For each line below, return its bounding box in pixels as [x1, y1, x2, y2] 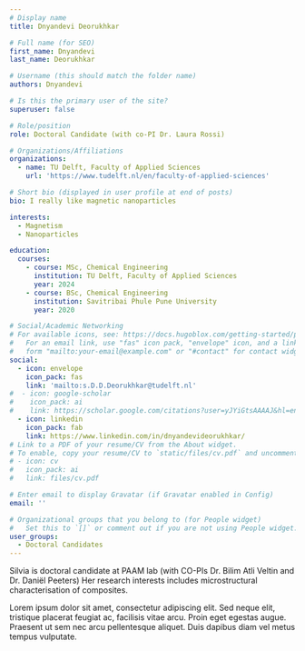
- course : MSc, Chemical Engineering [25, 263, 169, 273]
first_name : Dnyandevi [9, 46, 95, 55]
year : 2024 [33, 279, 75, 289]
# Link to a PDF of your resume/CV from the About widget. [9, 440, 238, 449]
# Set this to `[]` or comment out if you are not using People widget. [9, 524, 299, 533]
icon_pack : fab [25, 423, 84, 432]
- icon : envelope [17, 364, 84, 373]
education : [9, 246, 51, 255]
